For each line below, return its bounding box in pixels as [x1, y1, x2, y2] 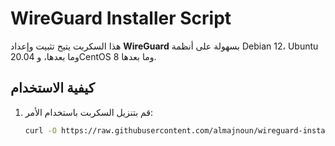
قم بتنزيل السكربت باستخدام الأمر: [24, 106, 154, 118]
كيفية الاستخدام [10, 80, 95, 97]
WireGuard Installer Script [10, 7, 232, 30]
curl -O [24, 125, 57, 136]
